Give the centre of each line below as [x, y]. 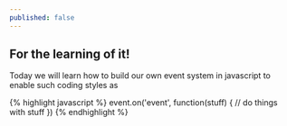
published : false [42, 18]
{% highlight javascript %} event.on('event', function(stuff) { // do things [143, 103]
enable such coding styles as [64, 85]
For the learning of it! [70, 54]
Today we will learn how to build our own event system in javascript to [140, 76]
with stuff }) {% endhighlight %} [69, 112]
